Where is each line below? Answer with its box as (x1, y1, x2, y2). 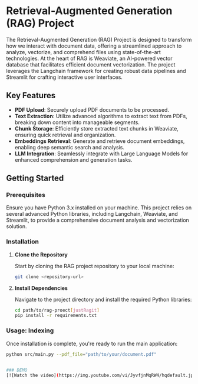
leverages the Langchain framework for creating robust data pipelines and (6, 67, 187, 74)
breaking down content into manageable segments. (14, 119, 140, 126)
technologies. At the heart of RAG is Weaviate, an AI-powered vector (6, 55, 173, 62)
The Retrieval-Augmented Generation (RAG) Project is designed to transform (6, 36, 192, 43)
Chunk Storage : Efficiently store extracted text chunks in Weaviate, (14, 125, 179, 132)
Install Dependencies (14, 284, 68, 292)
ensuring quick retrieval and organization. (14, 131, 116, 138)
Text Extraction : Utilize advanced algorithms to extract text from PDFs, (14, 112, 187, 119)
